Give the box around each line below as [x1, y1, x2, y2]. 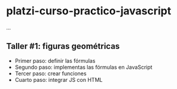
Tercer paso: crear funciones [14, 70, 87, 77]
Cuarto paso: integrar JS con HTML [14, 76, 103, 83]
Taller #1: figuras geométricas [6, 41, 120, 51]
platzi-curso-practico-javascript [6, 4, 172, 18]
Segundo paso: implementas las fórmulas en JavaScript [14, 63, 152, 70]
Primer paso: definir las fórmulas [14, 57, 96, 64]
